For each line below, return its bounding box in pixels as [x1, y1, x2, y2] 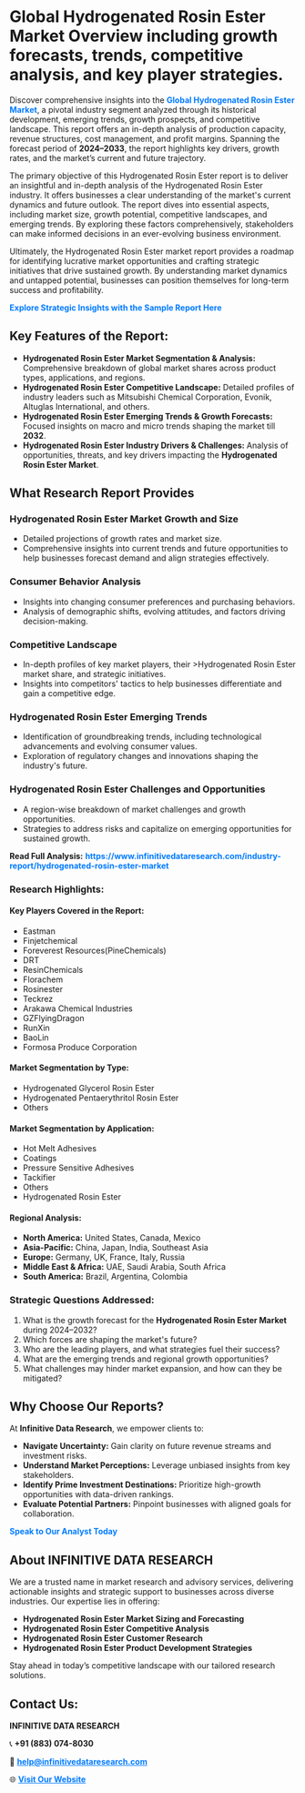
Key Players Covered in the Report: [9, 906, 145, 917]
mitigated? [22, 1373, 63, 1383]
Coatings [22, 1153, 57, 1164]
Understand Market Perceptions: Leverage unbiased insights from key [22, 1460, 290, 1471]
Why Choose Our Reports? [9, 1399, 164, 1414]
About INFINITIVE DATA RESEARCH [9, 1552, 214, 1567]
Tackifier [22, 1172, 56, 1183]
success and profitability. [9, 284, 105, 295]
